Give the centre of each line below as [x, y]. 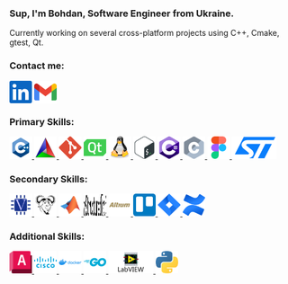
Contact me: [37, 66]
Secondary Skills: [49, 179]
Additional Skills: [47, 236]
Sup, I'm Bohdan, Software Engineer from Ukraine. [121, 13]
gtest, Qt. [27, 42]
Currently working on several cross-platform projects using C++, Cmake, [144, 33]
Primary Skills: [42, 121]
